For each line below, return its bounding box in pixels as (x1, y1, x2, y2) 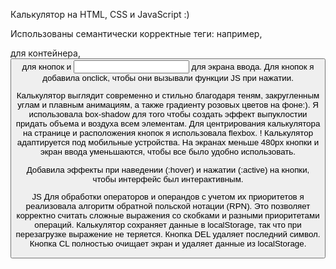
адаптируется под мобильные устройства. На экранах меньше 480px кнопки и (16, 137, 320, 148)
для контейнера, (10, 47, 81, 59)
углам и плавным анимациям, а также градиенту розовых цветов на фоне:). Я (17, 100, 319, 111)
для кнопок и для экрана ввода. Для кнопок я (21, 62, 315, 72)
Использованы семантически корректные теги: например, (10, 28, 263, 39)
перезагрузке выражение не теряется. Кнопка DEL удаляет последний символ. (15, 229, 321, 239)
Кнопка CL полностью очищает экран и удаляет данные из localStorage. (29, 238, 307, 249)
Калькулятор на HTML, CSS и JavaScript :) (10, 9, 190, 20)
